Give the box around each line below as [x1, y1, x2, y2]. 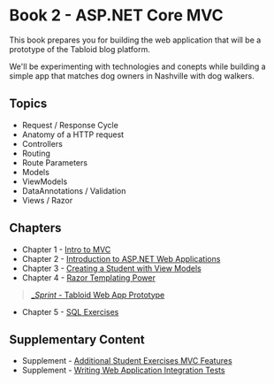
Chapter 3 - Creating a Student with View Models [21, 263, 202, 273]
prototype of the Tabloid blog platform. [9, 43, 150, 54]
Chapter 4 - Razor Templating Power [21, 272, 156, 283]
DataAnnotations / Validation [21, 185, 126, 196]
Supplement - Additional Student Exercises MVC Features [21, 356, 232, 366]
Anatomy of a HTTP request [21, 129, 125, 140]
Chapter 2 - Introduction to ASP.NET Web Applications [21, 253, 221, 264]
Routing [21, 148, 51, 158]
